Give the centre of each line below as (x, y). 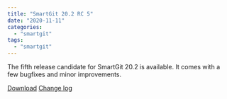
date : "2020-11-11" (36, 21)
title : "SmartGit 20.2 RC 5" (50, 14)
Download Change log (40, 88)
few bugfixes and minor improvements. (65, 74)
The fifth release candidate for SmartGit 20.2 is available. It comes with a (114, 67)
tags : (15, 40)
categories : (25, 27)
